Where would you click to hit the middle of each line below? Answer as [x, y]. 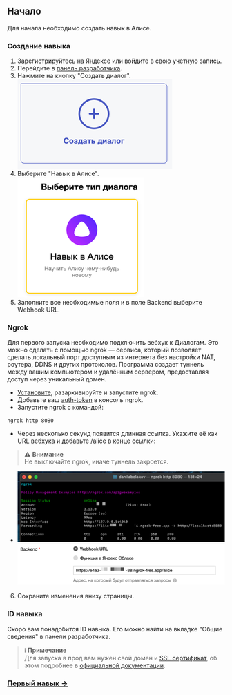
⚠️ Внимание [44, 455]
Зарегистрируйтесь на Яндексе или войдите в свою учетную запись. [119, 61]
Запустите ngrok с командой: [60, 408]
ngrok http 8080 [30, 421]
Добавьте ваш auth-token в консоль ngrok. [80, 400]
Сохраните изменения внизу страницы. [76, 596]
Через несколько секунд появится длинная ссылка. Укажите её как [117, 434]
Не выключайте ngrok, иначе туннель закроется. [96, 461]
